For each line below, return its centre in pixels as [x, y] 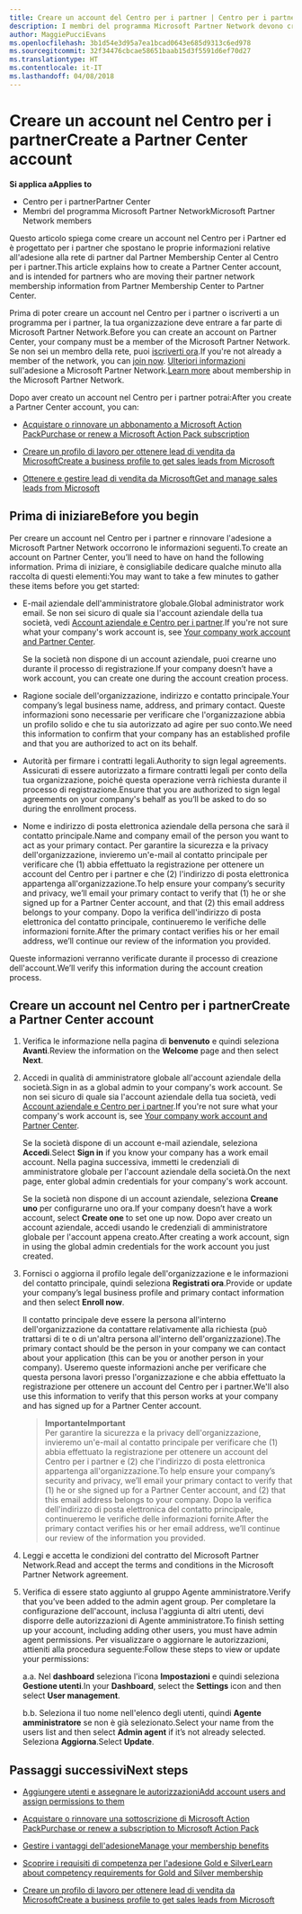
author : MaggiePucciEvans [58, 34]
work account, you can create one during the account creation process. [155, 678]
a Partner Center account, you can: [74, 407]
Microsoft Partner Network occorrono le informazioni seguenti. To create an [149, 547]
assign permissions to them [73, 1801]
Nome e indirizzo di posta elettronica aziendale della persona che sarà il [155, 826]
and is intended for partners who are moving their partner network [132, 276]
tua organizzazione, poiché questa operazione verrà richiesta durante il [155, 780]
